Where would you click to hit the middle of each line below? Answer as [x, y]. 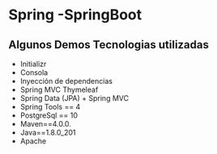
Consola [34, 73]
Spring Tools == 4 [50, 107]
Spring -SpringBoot [75, 15]
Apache [33, 141]
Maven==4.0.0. [45, 124]
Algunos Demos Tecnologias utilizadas [108, 45]
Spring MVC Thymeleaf [59, 89]
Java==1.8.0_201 [48, 132]
